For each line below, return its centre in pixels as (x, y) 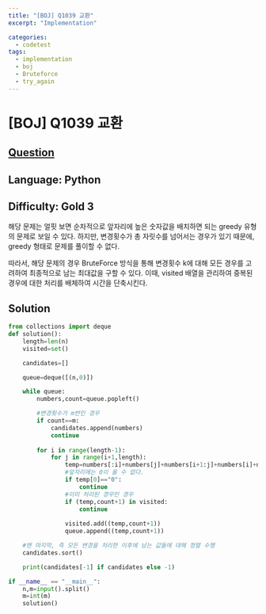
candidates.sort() (53, 553)
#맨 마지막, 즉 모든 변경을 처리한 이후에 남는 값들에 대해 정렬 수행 (119, 546)
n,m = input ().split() (56, 589)
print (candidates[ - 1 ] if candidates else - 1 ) (99, 567)
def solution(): (35, 334)
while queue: (44, 392)
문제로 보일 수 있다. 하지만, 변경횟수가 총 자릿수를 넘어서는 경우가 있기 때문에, (135, 236)
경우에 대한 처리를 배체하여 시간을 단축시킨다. (78, 283)
